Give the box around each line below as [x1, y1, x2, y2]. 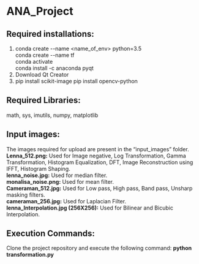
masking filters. [6, 191, 45, 198]
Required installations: [6, 29, 95, 39]
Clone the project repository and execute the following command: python [6, 244, 192, 252]
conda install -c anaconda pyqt [15, 64, 94, 72]
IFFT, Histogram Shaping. [6, 165, 70, 172]
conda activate [15, 58, 53, 65]
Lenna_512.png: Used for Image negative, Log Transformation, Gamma [6, 152, 187, 159]
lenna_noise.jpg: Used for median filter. [6, 172, 108, 179]
